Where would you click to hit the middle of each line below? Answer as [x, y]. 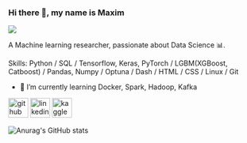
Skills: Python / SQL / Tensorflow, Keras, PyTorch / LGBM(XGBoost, [118, 63]
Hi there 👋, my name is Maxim [66, 13]
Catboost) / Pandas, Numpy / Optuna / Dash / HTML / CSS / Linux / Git [123, 72]
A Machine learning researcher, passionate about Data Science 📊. [117, 45]
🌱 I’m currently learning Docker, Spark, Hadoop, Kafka [108, 87]
